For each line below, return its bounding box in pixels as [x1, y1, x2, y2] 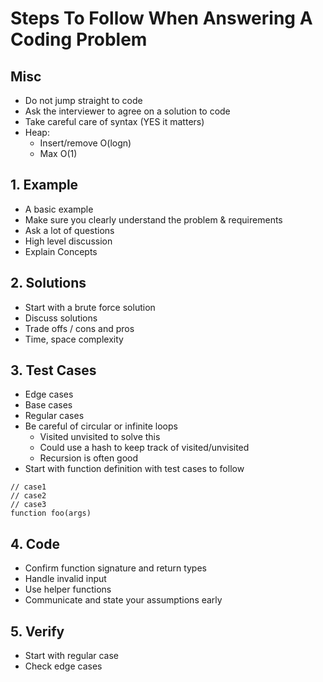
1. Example [10, 177, 79, 194]
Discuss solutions [24, 312, 98, 324]
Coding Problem [10, 28, 148, 51]
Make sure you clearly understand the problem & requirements [24, 213, 283, 226]
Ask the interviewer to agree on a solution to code [24, 105, 231, 117]
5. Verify [10, 623, 65, 640]
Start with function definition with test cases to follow [24, 463, 245, 475]
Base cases [24, 399, 73, 411]
